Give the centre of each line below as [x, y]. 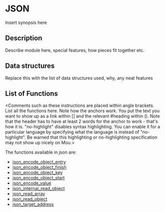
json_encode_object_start [39, 178]
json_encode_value [32, 183]
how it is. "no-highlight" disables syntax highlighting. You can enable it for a [83, 127]
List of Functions [32, 94]
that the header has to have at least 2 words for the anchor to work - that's [82, 121]
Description [24, 38]
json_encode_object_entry [39, 162]
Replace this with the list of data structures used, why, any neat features [79, 78]
